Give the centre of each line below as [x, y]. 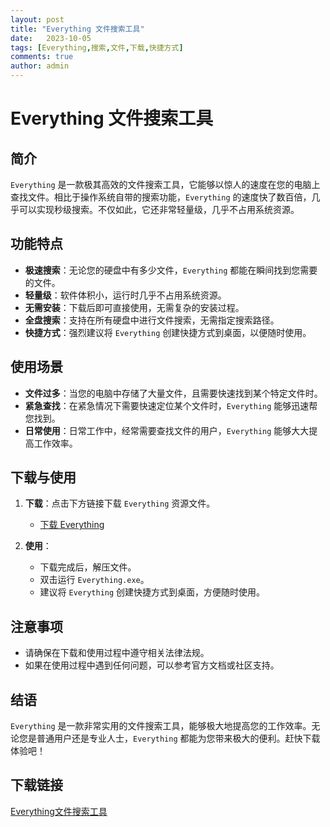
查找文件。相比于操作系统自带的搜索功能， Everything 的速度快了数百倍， [161, 197]
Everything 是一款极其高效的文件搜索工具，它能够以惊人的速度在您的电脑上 [165, 184]
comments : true [42, 57]
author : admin [40, 66]
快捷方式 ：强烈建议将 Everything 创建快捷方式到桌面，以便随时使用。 [168, 332]
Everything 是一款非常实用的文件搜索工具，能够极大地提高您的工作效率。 [161, 726]
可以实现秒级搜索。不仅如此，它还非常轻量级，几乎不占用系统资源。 [159, 209]
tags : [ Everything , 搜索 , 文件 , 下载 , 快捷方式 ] [97, 47]
